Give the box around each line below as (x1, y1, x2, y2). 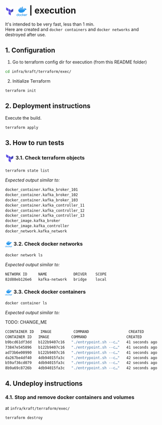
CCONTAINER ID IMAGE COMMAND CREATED (5, 330, 144, 334)
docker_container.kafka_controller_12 (5, 208, 85, 213)
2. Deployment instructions (5, 102, 91, 110)
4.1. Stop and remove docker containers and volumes (5, 394, 134, 401)
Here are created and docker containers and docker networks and (5, 27, 139, 32)
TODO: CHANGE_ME (5, 319, 47, 325)
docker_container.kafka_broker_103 (5, 197, 78, 203)
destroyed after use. (5, 32, 46, 38)
